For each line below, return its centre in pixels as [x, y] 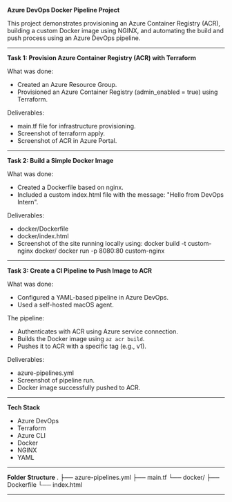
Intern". [28, 202]
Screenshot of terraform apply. [61, 133]
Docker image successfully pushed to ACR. [79, 387]
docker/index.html [43, 236]
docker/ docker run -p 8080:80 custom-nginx [99, 251]
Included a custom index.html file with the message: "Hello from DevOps [120, 195]
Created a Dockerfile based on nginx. [70, 187]
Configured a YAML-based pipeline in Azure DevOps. [93, 297]
